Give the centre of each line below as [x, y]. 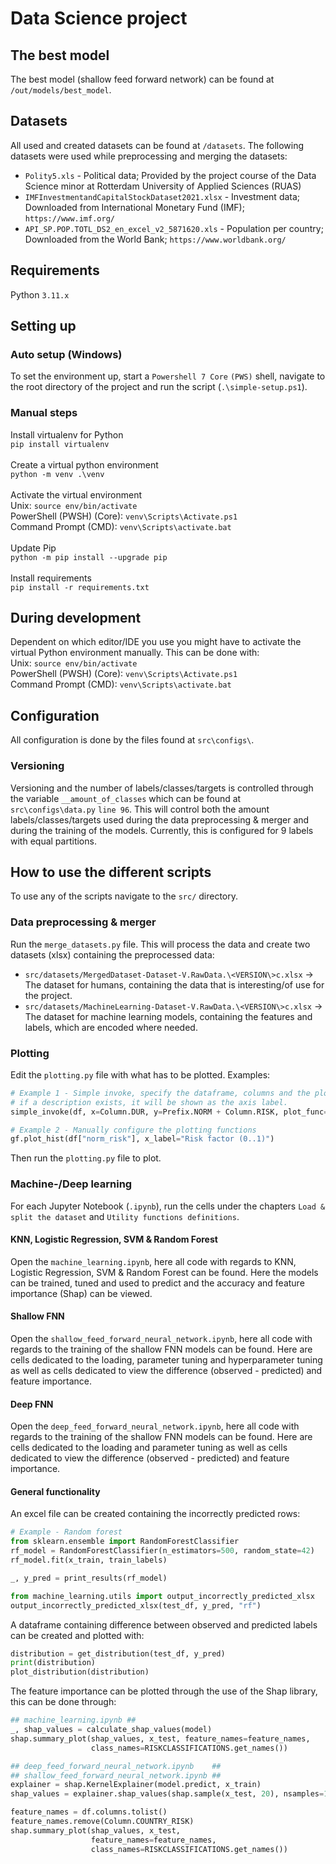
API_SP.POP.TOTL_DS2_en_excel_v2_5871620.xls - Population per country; [174, 228]
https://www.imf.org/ [69, 218]
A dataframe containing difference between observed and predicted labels [164, 1624]
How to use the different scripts [111, 872]
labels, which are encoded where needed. [111, 1027]
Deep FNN [32, 1404]
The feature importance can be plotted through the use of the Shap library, [164, 1691]
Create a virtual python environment [84, 464]
